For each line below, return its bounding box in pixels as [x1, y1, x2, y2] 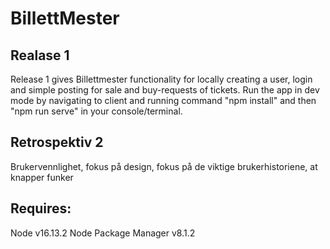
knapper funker [10, 171, 74, 183]
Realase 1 [10, 47, 70, 64]
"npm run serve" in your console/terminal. [10, 105, 183, 117]
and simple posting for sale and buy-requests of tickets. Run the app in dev [10, 84, 320, 96]
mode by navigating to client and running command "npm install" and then [10, 95, 317, 106]
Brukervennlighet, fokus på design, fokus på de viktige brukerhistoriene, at [10, 160, 318, 172]
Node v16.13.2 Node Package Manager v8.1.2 [10, 227, 196, 239]
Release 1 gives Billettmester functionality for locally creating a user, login [10, 73, 313, 85]
